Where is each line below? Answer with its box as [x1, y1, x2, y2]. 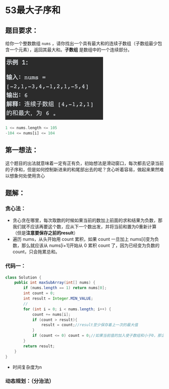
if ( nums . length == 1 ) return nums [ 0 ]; [23, 286, 107, 291]
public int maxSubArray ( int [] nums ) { [14, 280, 96, 285]
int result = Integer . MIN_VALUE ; [23, 296, 94, 301]
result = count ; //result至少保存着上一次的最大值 [41, 322, 138, 328]
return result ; [23, 343, 55, 349]
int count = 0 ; [23, 291, 55, 296]
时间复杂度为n [12, 364, 42, 370]
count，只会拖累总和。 [12, 249, 60, 255]
